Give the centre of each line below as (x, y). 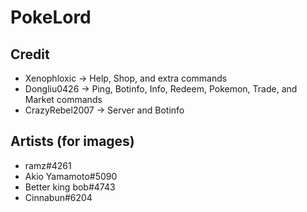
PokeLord (51, 17)
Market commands (63, 99)
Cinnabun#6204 (58, 197)
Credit (30, 54)
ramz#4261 (48, 165)
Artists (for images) (72, 141)
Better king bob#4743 (70, 187)
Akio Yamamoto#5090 (71, 176)
